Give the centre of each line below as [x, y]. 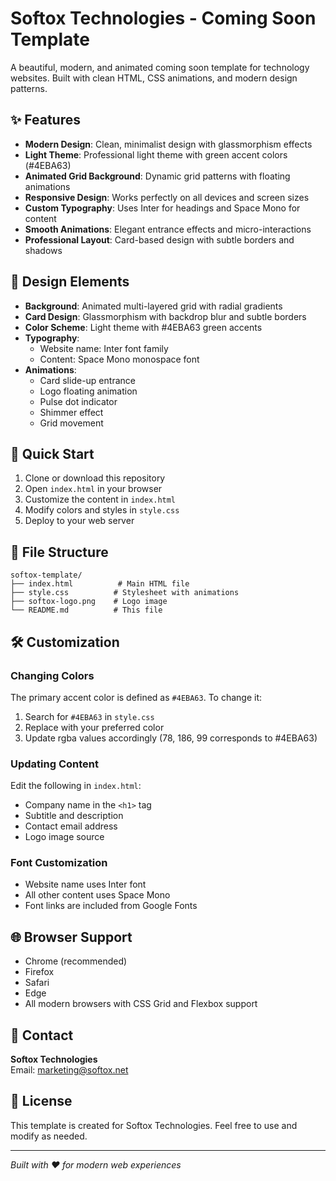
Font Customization [59, 863]
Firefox [39, 972]
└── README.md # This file [86, 610]
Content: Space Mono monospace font [119, 359]
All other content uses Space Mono [97, 895]
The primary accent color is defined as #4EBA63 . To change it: [136, 697]
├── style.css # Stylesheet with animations [125, 593]
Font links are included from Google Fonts [111, 906]
